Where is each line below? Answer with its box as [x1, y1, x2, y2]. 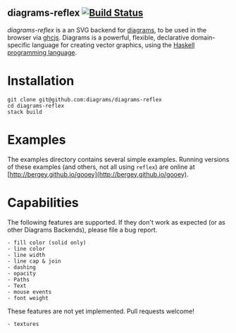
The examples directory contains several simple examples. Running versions [7, 155, 230, 163]
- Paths [7, 276, 30, 283]
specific [7, 40, 31, 49]
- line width [7, 251, 46, 258]
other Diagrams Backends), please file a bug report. [7, 225, 158, 234]
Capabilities [7, 194, 79, 211]
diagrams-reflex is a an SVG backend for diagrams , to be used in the [7, 25, 206, 34]
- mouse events [7, 288, 52, 296]
